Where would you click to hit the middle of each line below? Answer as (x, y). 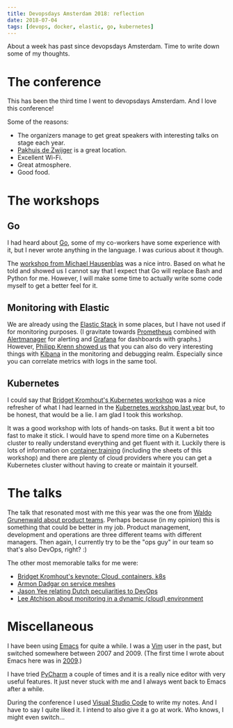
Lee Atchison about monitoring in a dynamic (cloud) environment (110, 598)
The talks (35, 493)
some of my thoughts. (39, 54)
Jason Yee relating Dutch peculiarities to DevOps (87, 591)
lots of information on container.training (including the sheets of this (104, 450)
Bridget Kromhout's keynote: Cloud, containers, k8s (91, 576)
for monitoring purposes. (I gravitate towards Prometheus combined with (112, 332)
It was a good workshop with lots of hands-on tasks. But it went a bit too (111, 428)
